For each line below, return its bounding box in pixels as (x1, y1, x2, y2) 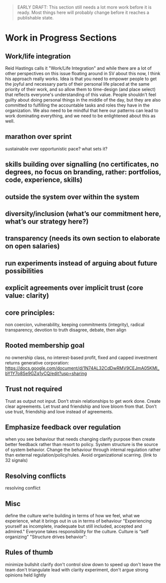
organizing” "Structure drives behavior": (5, 534, 87, 540)
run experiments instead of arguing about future (5, 259, 158, 267)
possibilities (5, 266, 44, 275)
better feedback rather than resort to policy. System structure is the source (5, 442, 159, 448)
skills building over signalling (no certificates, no (5, 160, 159, 169)
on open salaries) (5, 242, 60, 250)
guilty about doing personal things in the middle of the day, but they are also (5, 97, 161, 103)
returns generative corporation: (5, 359, 69, 365)
